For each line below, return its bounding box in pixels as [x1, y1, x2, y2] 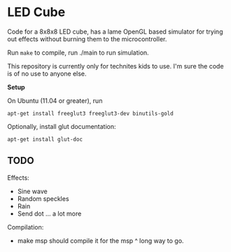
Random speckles [17, 194, 69, 203]
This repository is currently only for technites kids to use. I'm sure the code [7, 62, 224, 70]
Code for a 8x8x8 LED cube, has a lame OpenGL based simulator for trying [7, 27, 223, 36]
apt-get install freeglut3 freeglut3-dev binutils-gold [7, 110, 174, 117]
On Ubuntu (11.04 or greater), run [7, 96, 103, 105]
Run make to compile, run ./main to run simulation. [7, 48, 149, 57]
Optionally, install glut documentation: [7, 122, 117, 130]
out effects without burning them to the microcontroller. [7, 34, 167, 43]
